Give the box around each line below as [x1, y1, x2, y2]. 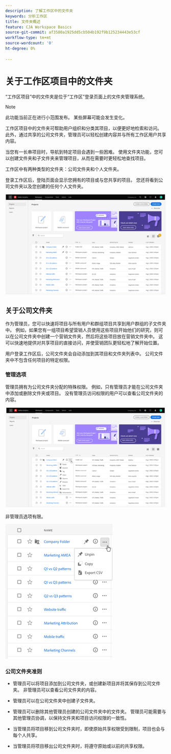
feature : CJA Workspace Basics [5, 25, 72, 30]
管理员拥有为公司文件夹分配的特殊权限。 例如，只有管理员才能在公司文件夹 [5, 384, 163, 390]
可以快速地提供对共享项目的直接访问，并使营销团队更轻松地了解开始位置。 [5, 340, 162, 346]
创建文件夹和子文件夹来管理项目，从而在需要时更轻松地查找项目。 [9, 155, 149, 161]
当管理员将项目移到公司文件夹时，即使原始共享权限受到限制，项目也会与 [12, 726, 165, 732]
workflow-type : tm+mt [5, 35, 52, 40]
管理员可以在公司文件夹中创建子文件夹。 [12, 698, 98, 704]
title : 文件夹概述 [5, 19, 41, 24]
